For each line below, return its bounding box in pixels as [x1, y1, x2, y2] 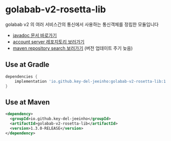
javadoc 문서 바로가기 [12, 32, 57, 38]
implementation [14, 79, 47, 84]
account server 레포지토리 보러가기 [12, 39, 84, 45]
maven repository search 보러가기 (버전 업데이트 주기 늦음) [12, 45, 133, 51]
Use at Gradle [5, 60, 50, 69]
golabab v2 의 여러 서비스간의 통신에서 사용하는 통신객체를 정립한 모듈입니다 [5, 21, 159, 27]
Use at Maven [5, 98, 50, 107]
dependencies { [5, 74, 38, 79]
